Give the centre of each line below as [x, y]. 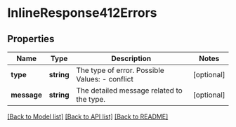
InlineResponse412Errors [82, 13]
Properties [31, 39]
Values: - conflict [105, 79]
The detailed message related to [129, 91]
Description [131, 59]
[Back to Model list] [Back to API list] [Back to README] [88, 116]
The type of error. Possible [120, 70]
